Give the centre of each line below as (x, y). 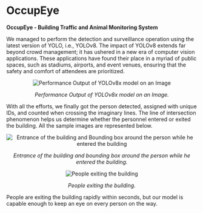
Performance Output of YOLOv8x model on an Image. (102, 94)
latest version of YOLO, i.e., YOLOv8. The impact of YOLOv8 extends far (96, 45)
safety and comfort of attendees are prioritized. (66, 71)
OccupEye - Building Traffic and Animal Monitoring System (82, 27)
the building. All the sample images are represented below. (79, 125)
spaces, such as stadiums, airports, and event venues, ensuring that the (96, 65)
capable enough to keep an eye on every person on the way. (82, 203)
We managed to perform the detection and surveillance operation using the (100, 39)
